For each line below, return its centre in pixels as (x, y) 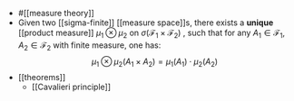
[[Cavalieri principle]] (71, 87)
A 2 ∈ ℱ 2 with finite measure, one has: (89, 46)
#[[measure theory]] (56, 13)
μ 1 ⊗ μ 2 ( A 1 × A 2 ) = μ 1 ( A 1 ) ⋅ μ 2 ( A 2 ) (155, 62)
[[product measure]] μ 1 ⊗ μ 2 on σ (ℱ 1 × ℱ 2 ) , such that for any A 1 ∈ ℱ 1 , (152, 33)
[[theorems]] (42, 78)
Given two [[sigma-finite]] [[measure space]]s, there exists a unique (146, 23)
